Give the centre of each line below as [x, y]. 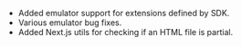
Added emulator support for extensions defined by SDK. [124, 13]
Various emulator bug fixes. [70, 23]
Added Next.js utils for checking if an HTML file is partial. [126, 32]
